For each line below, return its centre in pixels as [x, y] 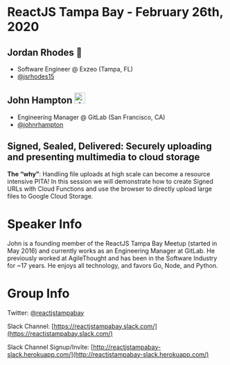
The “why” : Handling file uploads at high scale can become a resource [109, 173]
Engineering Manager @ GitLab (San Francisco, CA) [91, 117]
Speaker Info [45, 224]
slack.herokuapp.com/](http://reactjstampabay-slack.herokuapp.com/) [108, 354]
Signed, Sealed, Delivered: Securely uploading [110, 146]
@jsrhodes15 [36, 76]
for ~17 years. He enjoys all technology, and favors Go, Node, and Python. [113, 265]
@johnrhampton [40, 124]
